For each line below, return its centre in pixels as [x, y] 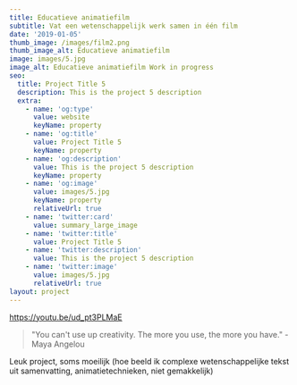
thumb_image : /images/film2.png [69, 42]
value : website [61, 117]
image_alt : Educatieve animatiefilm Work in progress [112, 68]
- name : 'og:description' [74, 159]
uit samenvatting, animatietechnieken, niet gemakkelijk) [111, 371]
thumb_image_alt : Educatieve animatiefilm [89, 51]
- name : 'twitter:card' [70, 217]
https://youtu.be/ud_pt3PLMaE [66, 317]
